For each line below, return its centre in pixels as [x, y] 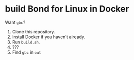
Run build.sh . [26, 42]
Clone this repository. [33, 31]
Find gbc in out [26, 52]
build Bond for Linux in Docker [67, 9]
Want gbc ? [15, 22]
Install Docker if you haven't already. [49, 37]
